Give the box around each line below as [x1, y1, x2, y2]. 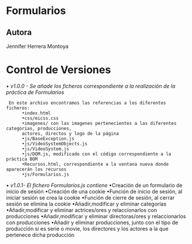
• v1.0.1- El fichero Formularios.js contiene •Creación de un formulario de [6, 182, 183, 189]
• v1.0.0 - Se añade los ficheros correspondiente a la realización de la [6, 82, 176, 89]
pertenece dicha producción [6, 231, 75, 238]
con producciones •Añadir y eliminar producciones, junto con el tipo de [6, 219, 179, 226]
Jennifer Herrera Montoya [6, 43, 69, 50]
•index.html [21, 110, 51, 116]
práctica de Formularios [6, 89, 64, 96]
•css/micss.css [21, 115, 59, 121]
